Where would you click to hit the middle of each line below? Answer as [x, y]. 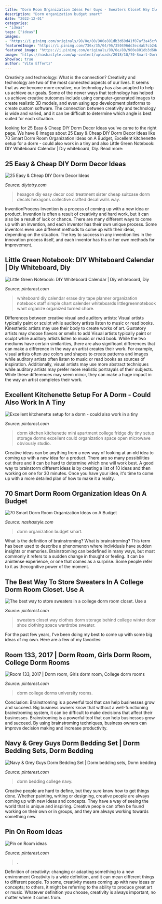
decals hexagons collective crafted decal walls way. [68, 199]
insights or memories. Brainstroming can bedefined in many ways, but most [80, 551]
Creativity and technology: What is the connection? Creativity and [70, 78]
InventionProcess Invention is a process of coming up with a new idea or [77, 208]
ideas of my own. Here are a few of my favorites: [54, 640]
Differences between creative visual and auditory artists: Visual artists [74, 317]
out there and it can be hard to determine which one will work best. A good [79, 463]
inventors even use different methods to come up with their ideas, [70, 229]
